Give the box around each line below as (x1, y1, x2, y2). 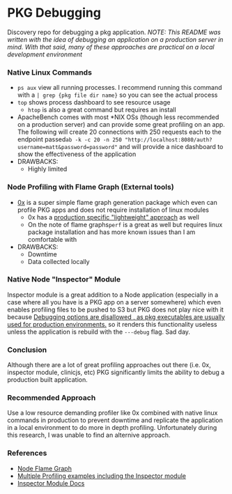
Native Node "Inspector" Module (7, 275, 121, 284)
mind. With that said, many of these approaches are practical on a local (7, 43, 215, 51)
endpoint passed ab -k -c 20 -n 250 (17, 135, 122, 144)
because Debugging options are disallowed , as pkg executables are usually (7, 312, 225, 321)
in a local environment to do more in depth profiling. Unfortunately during (7, 424, 217, 432)
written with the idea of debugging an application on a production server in (7, 35, 224, 43)
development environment (7, 50, 82, 59)
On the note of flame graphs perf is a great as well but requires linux (27, 220, 223, 229)
